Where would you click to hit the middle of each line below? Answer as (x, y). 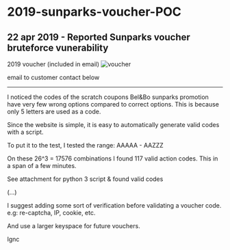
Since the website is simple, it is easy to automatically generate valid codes (113, 125)
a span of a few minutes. (42, 166)
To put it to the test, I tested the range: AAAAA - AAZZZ (86, 145)
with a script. (25, 132)
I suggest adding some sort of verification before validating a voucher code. (114, 205)
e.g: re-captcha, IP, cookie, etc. (51, 213)
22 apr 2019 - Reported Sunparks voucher (99, 37)
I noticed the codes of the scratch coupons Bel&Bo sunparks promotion (108, 97)
